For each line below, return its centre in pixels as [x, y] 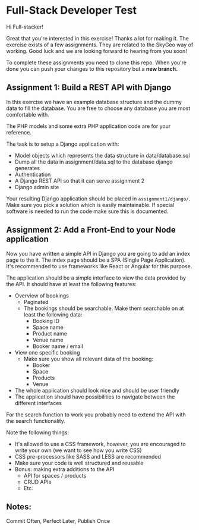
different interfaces [38, 403]
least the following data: [53, 314]
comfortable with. [28, 114]
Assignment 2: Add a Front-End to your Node [91, 230]
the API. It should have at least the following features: [71, 284]
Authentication [33, 174]
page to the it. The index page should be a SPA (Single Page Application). [96, 260]
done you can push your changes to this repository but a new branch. [92, 68]
